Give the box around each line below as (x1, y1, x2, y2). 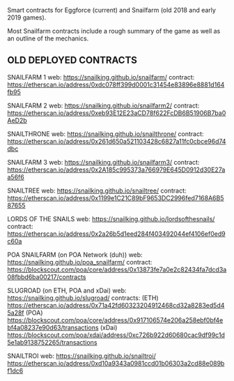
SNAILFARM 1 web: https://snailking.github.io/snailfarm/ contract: (7, 73, 195, 81)
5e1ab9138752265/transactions (7, 338, 97, 346)
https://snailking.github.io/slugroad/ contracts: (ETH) (7, 293, 159, 302)
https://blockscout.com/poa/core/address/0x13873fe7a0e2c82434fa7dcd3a (7, 265, 227, 274)
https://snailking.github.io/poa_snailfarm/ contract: (7, 257, 153, 266)
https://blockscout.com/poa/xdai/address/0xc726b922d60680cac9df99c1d (7, 331, 225, 339)
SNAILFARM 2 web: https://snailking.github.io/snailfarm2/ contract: (7, 101, 200, 110)
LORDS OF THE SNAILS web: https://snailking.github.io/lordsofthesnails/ (7, 214, 215, 223)
